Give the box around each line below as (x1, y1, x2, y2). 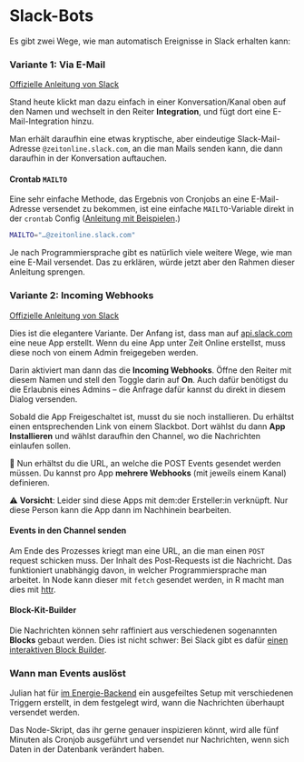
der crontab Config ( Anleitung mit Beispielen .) (9, 213, 181, 224)
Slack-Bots (9, 5, 93, 26)
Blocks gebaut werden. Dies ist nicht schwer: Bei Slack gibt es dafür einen (9, 635, 289, 646)
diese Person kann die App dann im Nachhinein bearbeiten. (9, 504, 231, 515)
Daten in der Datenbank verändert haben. (9, 744, 165, 755)
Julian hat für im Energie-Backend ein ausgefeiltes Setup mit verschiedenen (9, 687, 294, 698)
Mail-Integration (9, 115, 70, 127)
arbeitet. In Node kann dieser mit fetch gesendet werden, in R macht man (9, 574, 285, 585)
